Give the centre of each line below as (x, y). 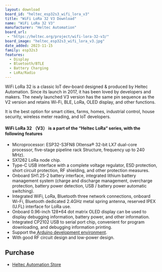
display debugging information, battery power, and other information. (81, 217)
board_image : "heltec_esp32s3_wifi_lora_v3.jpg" (55, 41)
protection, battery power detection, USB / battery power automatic (79, 186)
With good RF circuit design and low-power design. (63, 238)
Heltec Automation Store (37, 264)
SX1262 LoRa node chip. (37, 160)
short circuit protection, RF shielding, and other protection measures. (81, 170)
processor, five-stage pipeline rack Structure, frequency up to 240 (78, 150)
